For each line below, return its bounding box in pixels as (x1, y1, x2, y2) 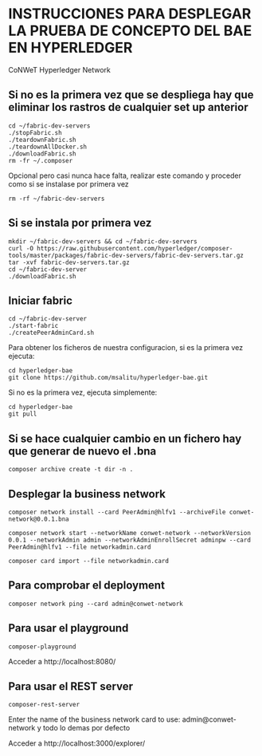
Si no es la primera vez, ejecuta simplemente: (8, 388, 158, 397)
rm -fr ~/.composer (8, 156, 73, 164)
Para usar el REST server (8, 679, 134, 694)
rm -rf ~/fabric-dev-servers (8, 195, 105, 203)
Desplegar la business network (8, 487, 166, 501)
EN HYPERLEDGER (8, 39, 133, 57)
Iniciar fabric (8, 293, 73, 307)
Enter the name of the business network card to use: (8, 715, 181, 724)
